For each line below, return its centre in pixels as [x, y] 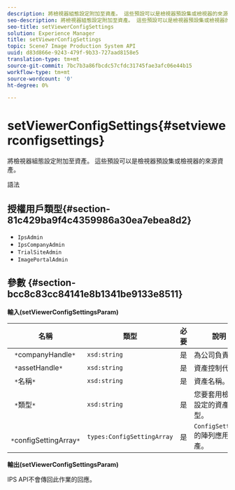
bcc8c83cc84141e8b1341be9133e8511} [95, 294]
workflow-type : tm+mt [39, 72]
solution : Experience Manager [51, 33]
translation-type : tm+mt [43, 59]
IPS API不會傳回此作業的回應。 [51, 479]
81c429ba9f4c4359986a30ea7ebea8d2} [100, 220]
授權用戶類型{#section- [59, 209]
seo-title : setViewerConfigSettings [60, 27]
